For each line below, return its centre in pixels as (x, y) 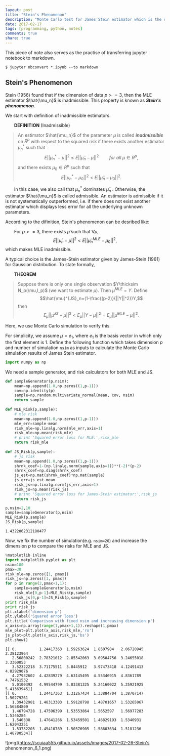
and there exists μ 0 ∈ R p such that (54, 167)
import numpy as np (26, 362)
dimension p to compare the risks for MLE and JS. (57, 546)
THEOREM (25, 274)
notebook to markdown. (30, 58)
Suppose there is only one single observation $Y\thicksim (78, 284)
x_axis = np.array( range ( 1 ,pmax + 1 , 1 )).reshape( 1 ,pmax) (62, 626)
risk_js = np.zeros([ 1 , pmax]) (36, 579)
